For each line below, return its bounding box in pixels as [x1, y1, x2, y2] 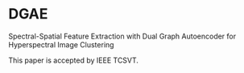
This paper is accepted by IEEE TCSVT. [8, 55, 139, 65]
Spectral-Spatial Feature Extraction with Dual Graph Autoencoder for [8, 31, 237, 41]
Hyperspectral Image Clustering [8, 39, 114, 49]
